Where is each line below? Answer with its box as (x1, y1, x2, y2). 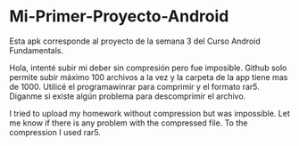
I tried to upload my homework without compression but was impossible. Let (9, 108, 290, 118)
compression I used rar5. (9, 126, 101, 137)
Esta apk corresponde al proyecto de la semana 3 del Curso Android (9, 36, 261, 46)
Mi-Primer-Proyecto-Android (9, 6, 229, 27)
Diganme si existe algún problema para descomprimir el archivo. (9, 91, 246, 101)
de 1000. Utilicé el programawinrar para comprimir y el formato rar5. (9, 81, 261, 92)
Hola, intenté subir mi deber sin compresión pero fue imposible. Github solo (9, 62, 287, 73)
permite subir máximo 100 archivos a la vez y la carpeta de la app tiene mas (9, 71, 288, 82)
